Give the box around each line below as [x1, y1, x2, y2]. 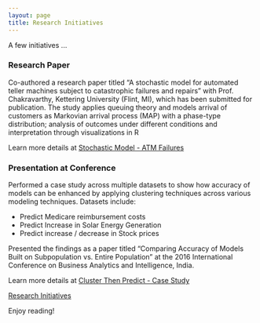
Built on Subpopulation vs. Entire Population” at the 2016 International [8, 252, 233, 262]
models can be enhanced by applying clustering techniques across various [8, 189, 251, 198]
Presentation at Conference [8, 162, 116, 173]
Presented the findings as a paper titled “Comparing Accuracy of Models [8, 244, 244, 253]
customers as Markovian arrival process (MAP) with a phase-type [8, 111, 222, 120]
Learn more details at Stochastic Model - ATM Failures [8, 143, 185, 152]
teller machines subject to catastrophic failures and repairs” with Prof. [8, 85, 234, 95]
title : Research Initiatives [8, 19, 104, 27]
